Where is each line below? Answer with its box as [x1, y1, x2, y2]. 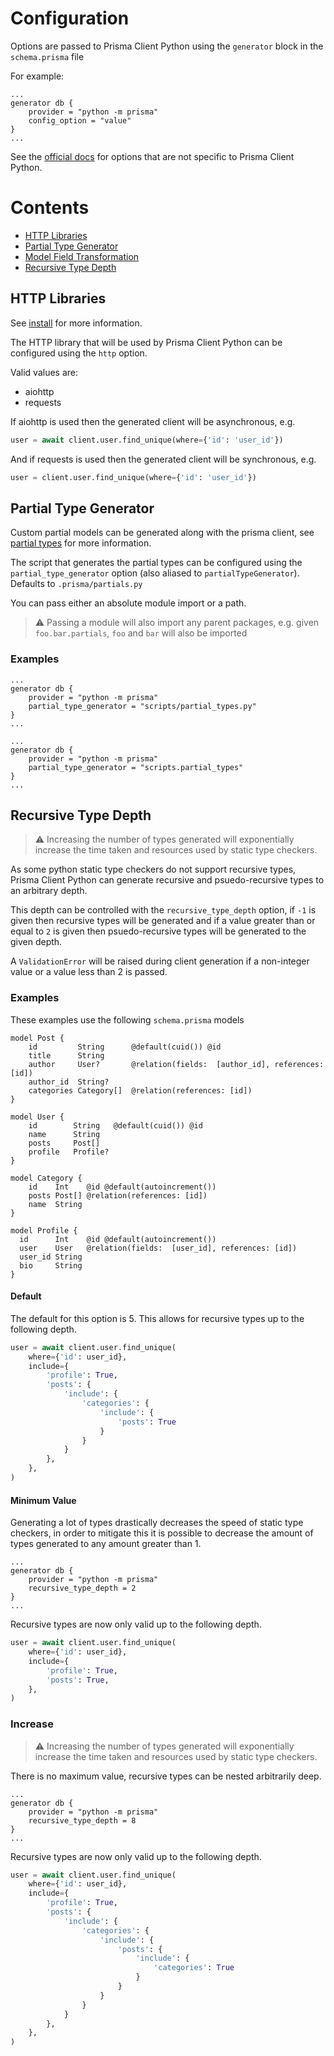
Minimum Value [10, 1494, 77, 1506]
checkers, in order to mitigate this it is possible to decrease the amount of [10, 1527, 314, 1539]
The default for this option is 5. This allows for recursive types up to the [10, 1312, 305, 1324]
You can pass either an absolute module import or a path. [10, 597, 247, 609]
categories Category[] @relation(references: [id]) [28, 1085, 253, 1096]
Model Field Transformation [24, 250, 140, 262]
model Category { [10, 1173, 83, 1183]
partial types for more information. [10, 537, 152, 549]
